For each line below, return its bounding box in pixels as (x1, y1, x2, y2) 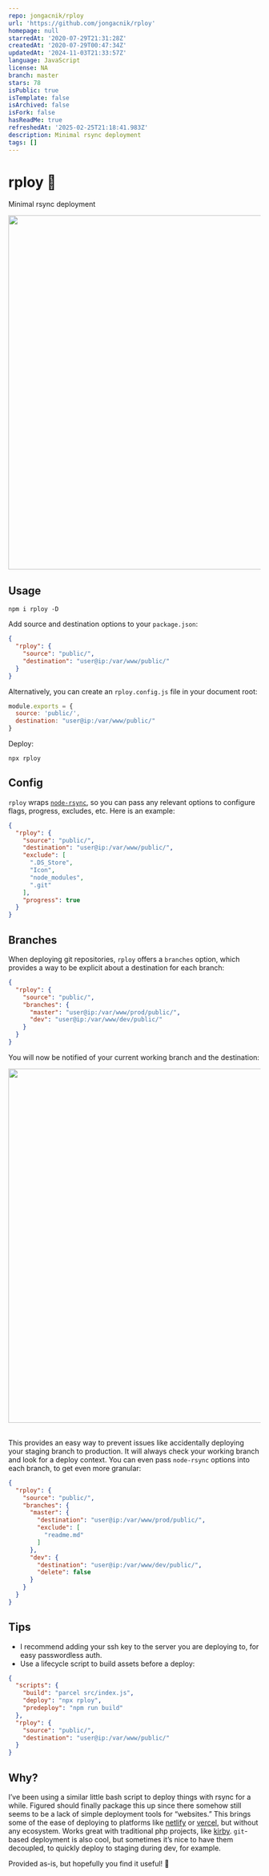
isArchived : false (8, 101, 70, 109)
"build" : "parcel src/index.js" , (22, 1689, 134, 1697)
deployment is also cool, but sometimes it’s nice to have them (30, 1835, 234, 1844)
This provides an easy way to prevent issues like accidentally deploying (8, 1437, 244, 1447)
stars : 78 (8, 79, 42, 87)
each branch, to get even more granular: (8, 1463, 142, 1473)
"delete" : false (37, 1568, 91, 1576)
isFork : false (8, 109, 56, 117)
